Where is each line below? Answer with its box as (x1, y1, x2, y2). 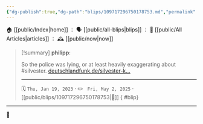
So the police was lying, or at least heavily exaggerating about (21, 60, 176, 68)
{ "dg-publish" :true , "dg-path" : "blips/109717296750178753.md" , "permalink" (6, 8, 196, 15)
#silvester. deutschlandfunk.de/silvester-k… (21, 67, 131, 74)
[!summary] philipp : (21, 49, 71, 56)
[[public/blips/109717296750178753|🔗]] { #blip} (21, 93, 139, 100)
